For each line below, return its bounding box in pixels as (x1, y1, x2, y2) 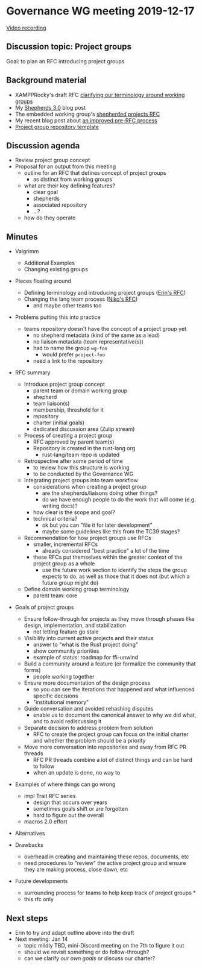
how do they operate (24, 214, 76, 221)
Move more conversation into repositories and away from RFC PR (24, 743, 187, 751)
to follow (33, 762, 55, 770)
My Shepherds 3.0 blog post (14, 104, 86, 111)
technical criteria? (33, 515, 78, 523)
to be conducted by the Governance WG (33, 470, 134, 477)
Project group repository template (14, 123, 99, 130)
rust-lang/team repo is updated (42, 451, 120, 459)
